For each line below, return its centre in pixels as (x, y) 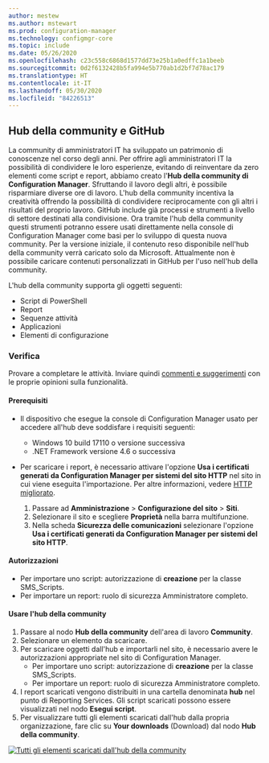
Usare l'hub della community (57, 614)
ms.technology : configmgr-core (61, 38)
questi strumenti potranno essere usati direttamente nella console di (121, 227)
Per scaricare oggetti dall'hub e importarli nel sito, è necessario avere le (139, 649)
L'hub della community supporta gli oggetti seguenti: (96, 286)
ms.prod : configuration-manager (62, 31)
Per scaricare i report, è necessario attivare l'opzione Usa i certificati (134, 467)
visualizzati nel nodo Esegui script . (78, 708)
